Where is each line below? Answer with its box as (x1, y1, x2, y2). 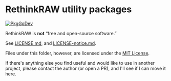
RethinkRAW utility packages (5, 4, 132, 15)
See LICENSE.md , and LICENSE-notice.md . (5, 40, 96, 46)
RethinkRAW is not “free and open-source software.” (5, 30, 117, 36)
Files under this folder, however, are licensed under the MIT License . (5, 50, 150, 56)
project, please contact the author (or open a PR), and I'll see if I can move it (5, 65, 166, 71)
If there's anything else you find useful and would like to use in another (5, 60, 155, 66)
